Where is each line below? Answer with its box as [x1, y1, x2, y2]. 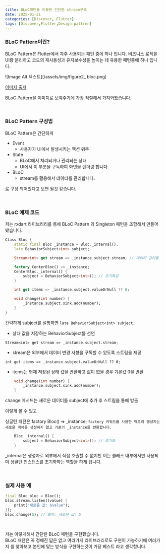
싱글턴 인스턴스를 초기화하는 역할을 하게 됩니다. [10, 459, 102, 465]
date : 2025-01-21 [5, 12, 41, 17]
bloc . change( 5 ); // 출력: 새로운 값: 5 [5, 512, 81, 517]
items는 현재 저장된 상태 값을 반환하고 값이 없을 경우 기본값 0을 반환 [12, 368, 144, 375]
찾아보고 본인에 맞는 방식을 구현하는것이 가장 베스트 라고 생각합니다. [15, 544, 147, 550]
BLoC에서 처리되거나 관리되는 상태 [19, 157, 87, 163]
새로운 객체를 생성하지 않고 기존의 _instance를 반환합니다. [5, 425, 112, 430]
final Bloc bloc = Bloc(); [5, 493, 61, 499]
